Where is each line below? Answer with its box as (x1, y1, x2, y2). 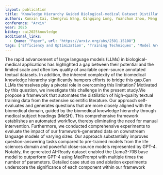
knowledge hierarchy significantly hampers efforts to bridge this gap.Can (5, 77, 151, 83)
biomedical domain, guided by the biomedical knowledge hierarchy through (5, 107, 156, 114)
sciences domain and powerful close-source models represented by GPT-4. (5, 144, 157, 149)
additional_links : (5, 34, 42, 39)
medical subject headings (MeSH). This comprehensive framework (5, 113, 139, 118)
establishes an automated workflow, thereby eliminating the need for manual (5, 118, 158, 124)
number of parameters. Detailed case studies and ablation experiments (5, 159, 147, 165)
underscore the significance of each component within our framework (5, 164, 146, 170)
